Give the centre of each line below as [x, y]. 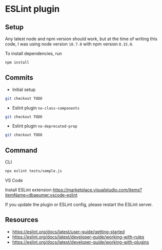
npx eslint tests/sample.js [34, 171]
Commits [19, 78]
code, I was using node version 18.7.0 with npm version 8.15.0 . [69, 44]
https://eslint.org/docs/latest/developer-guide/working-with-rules [78, 237]
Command [21, 150]
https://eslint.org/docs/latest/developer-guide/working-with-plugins [81, 242]
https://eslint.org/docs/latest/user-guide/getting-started [69, 231]
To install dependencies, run [34, 53]
